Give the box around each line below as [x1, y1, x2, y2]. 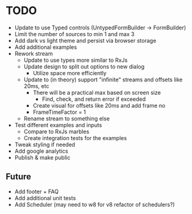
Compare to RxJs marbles [23, 128, 90, 135]
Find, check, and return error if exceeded [42, 95, 146, 103]
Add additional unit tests [14, 194, 76, 202]
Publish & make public [14, 153, 71, 161]
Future [6, 172, 32, 182]
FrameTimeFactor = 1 [32, 108, 86, 116]
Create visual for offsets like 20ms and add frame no [32, 101, 166, 109]
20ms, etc [23, 82, 50, 89]
